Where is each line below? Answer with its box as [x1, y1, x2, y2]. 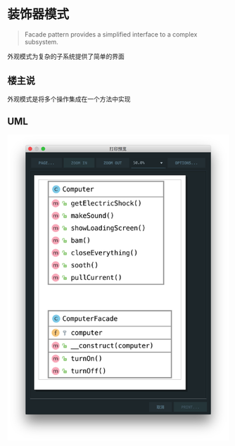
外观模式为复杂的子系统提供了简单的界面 [7, 52, 125, 60]
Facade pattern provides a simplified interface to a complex [24, 30, 198, 39]
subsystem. [24, 37, 58, 46]
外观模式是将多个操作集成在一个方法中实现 [7, 94, 131, 103]
